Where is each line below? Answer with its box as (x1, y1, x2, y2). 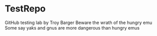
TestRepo (5, 3, 46, 14)
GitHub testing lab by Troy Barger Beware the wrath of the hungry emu (5, 19, 152, 25)
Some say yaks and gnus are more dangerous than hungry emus (5, 24, 140, 30)
